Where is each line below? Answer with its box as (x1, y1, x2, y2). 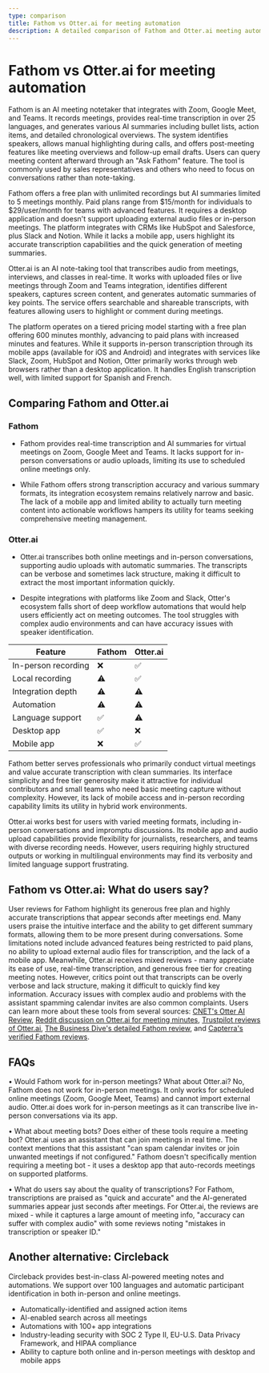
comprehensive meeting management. (19, 514, 148, 523)
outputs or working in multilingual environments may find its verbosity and (8, 851, 253, 861)
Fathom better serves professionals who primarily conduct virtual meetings (8, 759, 256, 769)
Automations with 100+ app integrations (19, 1321, 152, 1330)
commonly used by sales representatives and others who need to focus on (8, 165, 255, 174)
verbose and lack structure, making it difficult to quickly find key (8, 981, 220, 991)
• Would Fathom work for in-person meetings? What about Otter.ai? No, (8, 1076, 245, 1086)
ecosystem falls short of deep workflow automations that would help (19, 602, 247, 611)
